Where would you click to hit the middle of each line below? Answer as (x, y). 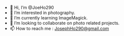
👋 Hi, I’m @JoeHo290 (32, 8)
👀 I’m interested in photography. (42, 13)
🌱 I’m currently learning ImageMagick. (49, 18)
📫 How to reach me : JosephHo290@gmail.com (59, 28)
